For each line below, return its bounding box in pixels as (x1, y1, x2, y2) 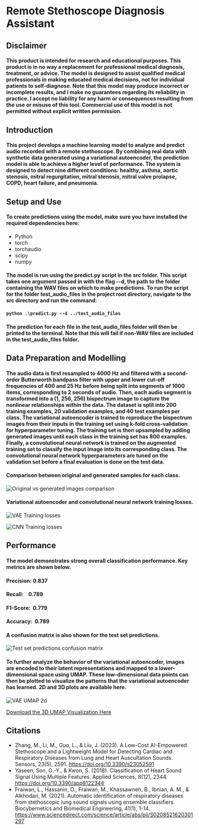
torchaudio (14, 245, 42, 252)
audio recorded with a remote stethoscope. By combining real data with (6, 148, 187, 155)
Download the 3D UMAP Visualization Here (6, 708, 112, 715)
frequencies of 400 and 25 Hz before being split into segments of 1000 (6, 382, 185, 389)
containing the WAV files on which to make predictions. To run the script (6, 284, 189, 292)
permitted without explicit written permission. (6, 108, 122, 115)
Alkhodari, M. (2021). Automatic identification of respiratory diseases (14, 792, 184, 799)
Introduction (6, 125, 53, 135)
